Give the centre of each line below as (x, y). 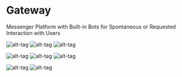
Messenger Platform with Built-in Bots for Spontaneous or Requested (91, 27)
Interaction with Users (33, 33)
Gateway (29, 10)
